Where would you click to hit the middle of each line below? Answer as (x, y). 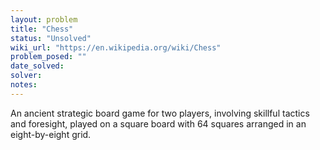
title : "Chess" (42, 29)
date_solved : (37, 66)
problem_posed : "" (48, 57)
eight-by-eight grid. (51, 134)
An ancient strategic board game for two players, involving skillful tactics (160, 113)
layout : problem (44, 19)
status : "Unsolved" (51, 38)
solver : (26, 76)
